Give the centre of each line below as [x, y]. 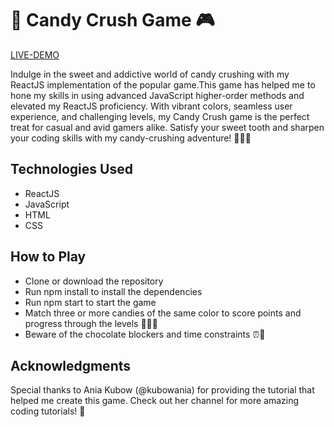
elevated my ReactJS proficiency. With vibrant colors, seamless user [151, 106]
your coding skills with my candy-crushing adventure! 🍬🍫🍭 [131, 138]
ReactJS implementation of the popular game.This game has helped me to [163, 84]
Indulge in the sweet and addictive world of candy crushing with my [150, 74]
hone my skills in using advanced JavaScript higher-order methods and [157, 95]
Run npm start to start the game [90, 302]
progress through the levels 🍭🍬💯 [91, 323]
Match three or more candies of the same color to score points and [163, 313]
